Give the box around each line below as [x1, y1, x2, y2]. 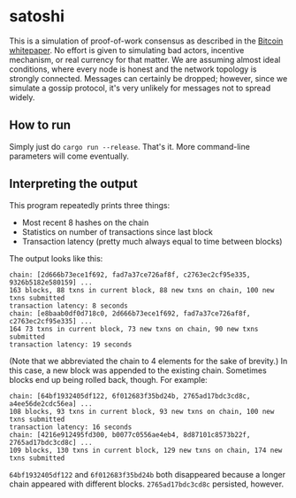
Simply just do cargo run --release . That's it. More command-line [9, 141, 250, 152]
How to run [9, 118, 72, 133]
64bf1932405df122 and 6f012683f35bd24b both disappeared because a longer [9, 469, 285, 479]
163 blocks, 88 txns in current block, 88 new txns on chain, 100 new [9, 285, 275, 294]
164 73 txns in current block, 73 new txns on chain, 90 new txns [9, 324, 259, 333]
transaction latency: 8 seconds [9, 301, 128, 310]
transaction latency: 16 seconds [9, 423, 133, 432]
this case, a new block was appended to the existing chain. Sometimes [9, 365, 267, 376]
